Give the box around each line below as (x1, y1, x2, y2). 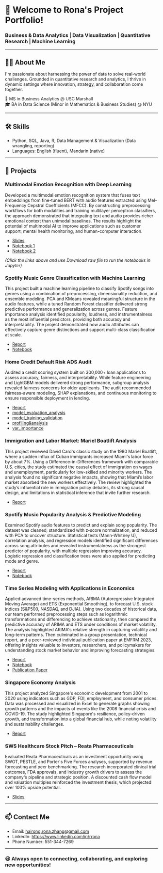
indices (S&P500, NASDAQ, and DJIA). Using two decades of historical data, (5, 606, 158, 612)
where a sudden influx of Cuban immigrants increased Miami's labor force (5, 453, 153, 460)
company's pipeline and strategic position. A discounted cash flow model (5, 774, 152, 780)
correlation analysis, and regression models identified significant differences (5, 538, 158, 543)
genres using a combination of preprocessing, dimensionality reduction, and (5, 291, 158, 297)
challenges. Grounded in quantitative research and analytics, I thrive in (5, 76, 147, 82)
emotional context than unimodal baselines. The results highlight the (5, 218, 142, 223)
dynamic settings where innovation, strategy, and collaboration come (5, 81, 143, 87)
